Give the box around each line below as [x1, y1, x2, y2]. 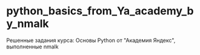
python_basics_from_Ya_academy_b [6, 4, 194, 18]
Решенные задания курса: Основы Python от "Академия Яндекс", [6, 36, 176, 44]
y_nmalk [6, 17, 49, 30]
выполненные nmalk [6, 43, 59, 50]
